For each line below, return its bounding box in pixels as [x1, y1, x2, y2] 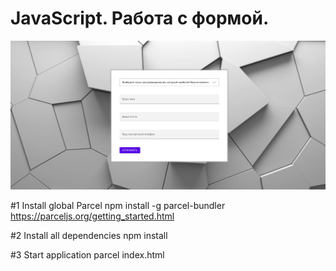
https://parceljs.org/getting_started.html [10, 210, 175, 222]
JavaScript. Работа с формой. [10, 7, 270, 30]
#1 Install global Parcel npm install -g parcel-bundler [10, 199, 226, 211]
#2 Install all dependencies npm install [10, 229, 168, 241]
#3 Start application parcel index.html [10, 248, 165, 261]
